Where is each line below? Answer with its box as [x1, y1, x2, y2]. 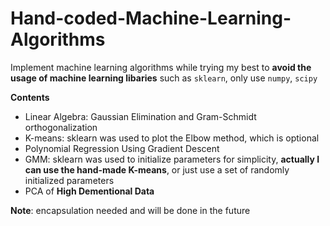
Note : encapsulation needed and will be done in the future [10, 204, 251, 216]
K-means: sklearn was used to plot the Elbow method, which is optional [24, 132, 320, 144]
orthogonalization [24, 121, 98, 133]
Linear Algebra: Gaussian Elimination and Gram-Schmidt [24, 110, 257, 122]
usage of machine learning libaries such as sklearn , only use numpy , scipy [10, 72, 318, 84]
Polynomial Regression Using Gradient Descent [24, 142, 220, 154]
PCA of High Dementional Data [24, 185, 155, 197]
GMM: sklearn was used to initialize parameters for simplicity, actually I [24, 153, 320, 165]
